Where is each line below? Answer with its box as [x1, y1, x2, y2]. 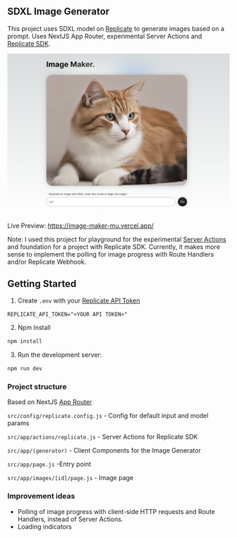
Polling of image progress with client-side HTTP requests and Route [17, 507, 215, 515]
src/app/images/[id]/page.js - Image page [7, 474, 134, 482]
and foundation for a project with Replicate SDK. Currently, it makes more [7, 243, 221, 251]
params [7, 419, 30, 427]
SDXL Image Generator [7, 6, 110, 18]
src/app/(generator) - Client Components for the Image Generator [7, 446, 201, 455]
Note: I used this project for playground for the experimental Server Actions [7, 235, 227, 243]
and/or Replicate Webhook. [7, 257, 87, 266]
